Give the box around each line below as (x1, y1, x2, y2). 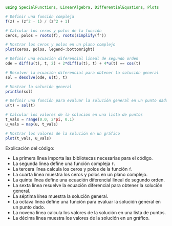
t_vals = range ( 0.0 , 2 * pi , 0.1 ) (5, 117, 74, 122)
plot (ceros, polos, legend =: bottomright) (5, 47, 95, 52)
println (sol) (5, 89, 33, 94)
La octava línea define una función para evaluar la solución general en (12, 198, 161, 204)
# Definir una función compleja (5, 14, 74, 19)
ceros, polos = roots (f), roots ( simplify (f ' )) (5, 33, 106, 38)
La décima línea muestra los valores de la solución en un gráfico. (12, 215, 150, 221)
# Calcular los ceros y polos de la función (5, 28, 102, 33)
